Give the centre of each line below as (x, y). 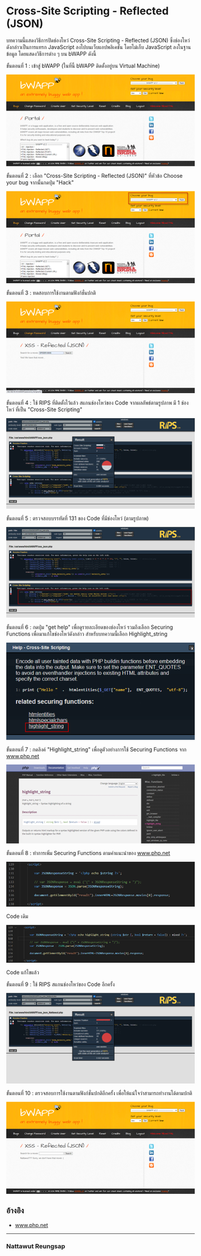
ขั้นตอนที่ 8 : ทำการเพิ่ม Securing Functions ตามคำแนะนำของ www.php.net (88, 853)
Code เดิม (17, 916)
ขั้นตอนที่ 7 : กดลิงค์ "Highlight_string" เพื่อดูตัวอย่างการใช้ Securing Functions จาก (96, 750)
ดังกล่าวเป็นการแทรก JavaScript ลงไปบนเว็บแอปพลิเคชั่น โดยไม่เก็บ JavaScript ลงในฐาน (99, 47)
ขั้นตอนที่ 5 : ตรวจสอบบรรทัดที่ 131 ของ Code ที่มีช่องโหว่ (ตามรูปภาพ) (77, 518)
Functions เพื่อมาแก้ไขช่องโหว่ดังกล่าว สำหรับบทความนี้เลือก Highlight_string (87, 634)
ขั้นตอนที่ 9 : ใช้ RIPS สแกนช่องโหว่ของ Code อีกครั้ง (60, 984)
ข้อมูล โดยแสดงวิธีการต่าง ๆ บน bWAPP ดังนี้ (51, 54)
